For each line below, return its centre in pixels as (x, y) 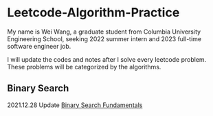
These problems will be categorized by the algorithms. (84, 67)
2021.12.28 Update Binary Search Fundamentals (75, 105)
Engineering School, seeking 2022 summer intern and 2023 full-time (104, 38)
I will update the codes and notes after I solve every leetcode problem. (107, 59)
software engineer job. (39, 46)
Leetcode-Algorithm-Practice (93, 13)
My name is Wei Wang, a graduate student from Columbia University (104, 32)
